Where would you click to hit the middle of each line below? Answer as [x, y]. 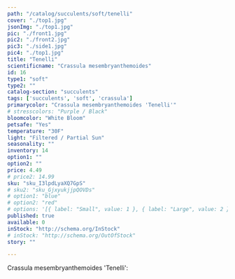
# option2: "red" [33, 203]
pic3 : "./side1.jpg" [37, 46]
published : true [31, 216]
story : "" [22, 242]
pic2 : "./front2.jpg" [39, 40]
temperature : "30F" [36, 131]
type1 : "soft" [28, 79]
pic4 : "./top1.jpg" [36, 53]
